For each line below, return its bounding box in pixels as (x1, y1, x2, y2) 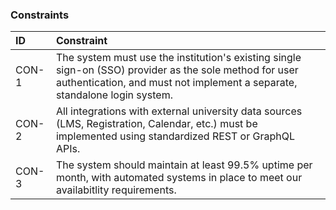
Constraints (10, 8, 70, 22)
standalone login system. (55, 88, 173, 102)
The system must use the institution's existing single (55, 51, 302, 65)
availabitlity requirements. (55, 183, 177, 197)
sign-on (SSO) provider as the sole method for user (55, 63, 299, 77)
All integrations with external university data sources (55, 104, 303, 118)
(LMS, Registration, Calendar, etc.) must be (55, 117, 258, 131)
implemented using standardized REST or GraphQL (55, 129, 296, 143)
